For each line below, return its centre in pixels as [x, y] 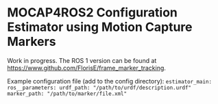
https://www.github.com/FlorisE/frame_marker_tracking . [87, 68]
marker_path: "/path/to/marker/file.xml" [67, 94]
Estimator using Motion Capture [100, 27]
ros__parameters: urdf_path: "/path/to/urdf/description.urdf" [99, 88]
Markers [32, 42]
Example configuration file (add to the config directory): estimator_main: [110, 81]
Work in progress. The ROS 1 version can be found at [82, 60]
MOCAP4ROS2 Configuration [93, 13]
